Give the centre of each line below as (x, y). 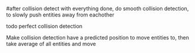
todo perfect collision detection (44, 26)
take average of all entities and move (51, 44)
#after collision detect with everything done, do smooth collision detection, (97, 9)
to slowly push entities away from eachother (60, 15)
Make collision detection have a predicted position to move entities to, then (98, 37)
